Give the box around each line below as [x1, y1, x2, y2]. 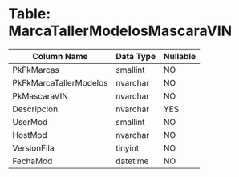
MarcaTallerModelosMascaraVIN [8, 22, 233, 40]
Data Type [115, 50, 156, 62]
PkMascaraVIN [12, 90, 68, 101]
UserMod [12, 116, 48, 127]
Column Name [31, 50, 88, 62]
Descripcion [12, 103, 59, 115]
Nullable [163, 50, 196, 62]
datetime [115, 155, 149, 167]
